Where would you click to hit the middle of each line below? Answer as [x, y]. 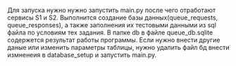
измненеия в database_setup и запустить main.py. [82, 55]
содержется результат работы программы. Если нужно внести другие [114, 40]
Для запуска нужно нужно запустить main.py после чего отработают [112, 10]
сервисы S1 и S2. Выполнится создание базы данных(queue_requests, [113, 18]
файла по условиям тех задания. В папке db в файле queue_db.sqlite [110, 32]
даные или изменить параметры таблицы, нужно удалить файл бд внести [118, 47]
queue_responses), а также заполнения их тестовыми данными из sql [112, 25]
